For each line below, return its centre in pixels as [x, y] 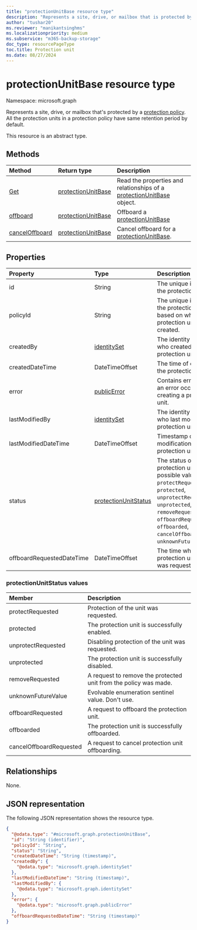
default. [16, 124]
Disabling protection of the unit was [137, 642]
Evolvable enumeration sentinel [131, 692]
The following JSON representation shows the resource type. [80, 818]
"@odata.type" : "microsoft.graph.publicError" [74, 905]
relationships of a [141, 188]
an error [168, 388]
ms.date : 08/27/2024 [31, 55]
